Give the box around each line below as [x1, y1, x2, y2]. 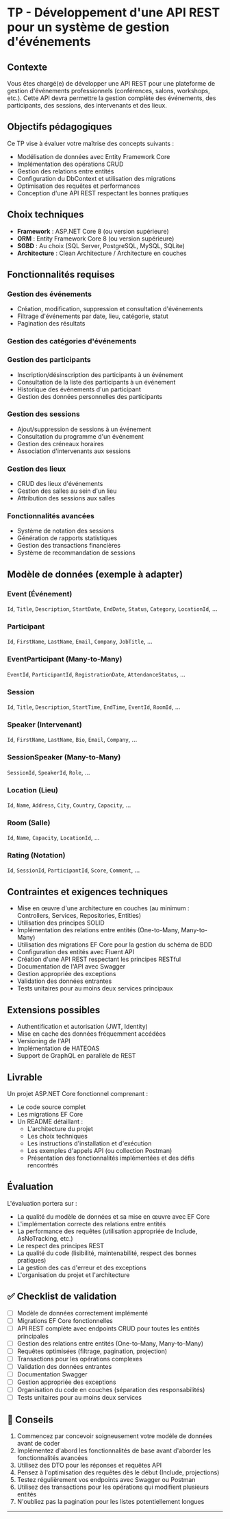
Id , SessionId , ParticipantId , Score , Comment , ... [7, 866, 140, 875]
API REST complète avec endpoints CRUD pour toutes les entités [16, 1324, 200, 1333]
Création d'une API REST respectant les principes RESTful [16, 955, 181, 964]
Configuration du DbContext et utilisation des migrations [16, 174, 176, 182]
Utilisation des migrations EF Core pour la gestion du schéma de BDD [16, 940, 213, 949]
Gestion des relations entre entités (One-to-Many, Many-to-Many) [16, 1339, 204, 1348]
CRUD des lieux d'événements [16, 480, 103, 488]
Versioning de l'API [16, 1037, 71, 1045]
